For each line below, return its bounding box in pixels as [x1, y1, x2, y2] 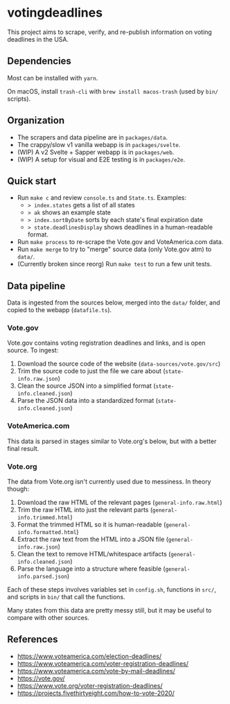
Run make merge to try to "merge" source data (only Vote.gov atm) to [17, 245, 212, 254]
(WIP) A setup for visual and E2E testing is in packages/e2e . [17, 155, 186, 164]
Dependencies [7, 55, 71, 67]
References [7, 633, 58, 646]
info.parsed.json [17, 574, 68, 581]
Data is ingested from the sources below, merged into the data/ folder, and [7, 298, 220, 307]
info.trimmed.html [17, 515, 71, 522]
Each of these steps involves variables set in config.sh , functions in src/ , [7, 585, 217, 594]
